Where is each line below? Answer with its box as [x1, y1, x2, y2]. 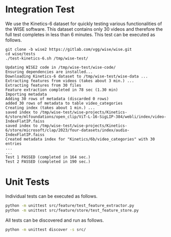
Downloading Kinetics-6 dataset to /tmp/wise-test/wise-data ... [5, 73, 148, 79]
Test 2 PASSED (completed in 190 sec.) [5, 159, 91, 164]
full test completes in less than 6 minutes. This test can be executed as [5, 31, 156, 37]
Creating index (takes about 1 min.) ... [5, 105, 96, 110]
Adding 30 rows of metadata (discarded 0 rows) [5, 96, 109, 101]
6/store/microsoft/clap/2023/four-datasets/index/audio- [5, 127, 130, 133]
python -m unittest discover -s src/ [5, 227, 86, 232]
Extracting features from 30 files [5, 83, 82, 88]
